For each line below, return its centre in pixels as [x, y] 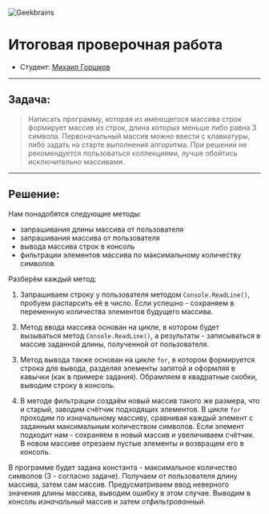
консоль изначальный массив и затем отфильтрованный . [107, 501]
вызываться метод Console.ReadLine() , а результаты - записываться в [140, 335]
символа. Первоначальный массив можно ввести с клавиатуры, [139, 136]
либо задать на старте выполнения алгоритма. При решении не [137, 144]
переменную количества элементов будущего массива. [116, 311]
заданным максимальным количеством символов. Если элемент [132, 426]
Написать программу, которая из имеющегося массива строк [135, 119]
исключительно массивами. [76, 161]
